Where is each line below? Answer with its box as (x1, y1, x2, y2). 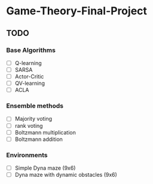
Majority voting (14, 115, 53, 122)
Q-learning (14, 59, 42, 66)
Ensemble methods (6, 102, 64, 110)
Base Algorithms (6, 46, 56, 54)
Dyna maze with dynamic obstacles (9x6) (14, 171, 118, 179)
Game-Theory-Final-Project (6, 4, 148, 18)
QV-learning (14, 79, 45, 87)
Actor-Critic (14, 73, 44, 80)
